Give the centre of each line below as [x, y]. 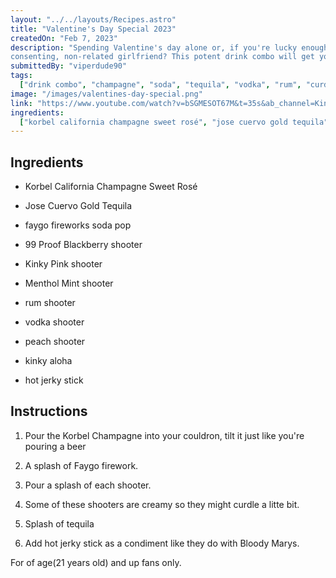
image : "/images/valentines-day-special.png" [106, 94]
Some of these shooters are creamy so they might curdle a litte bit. [162, 504]
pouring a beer [55, 446]
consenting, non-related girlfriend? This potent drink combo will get [162, 57]
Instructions [49, 411]
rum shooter [50, 303]
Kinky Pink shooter [63, 264]
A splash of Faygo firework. [81, 465]
